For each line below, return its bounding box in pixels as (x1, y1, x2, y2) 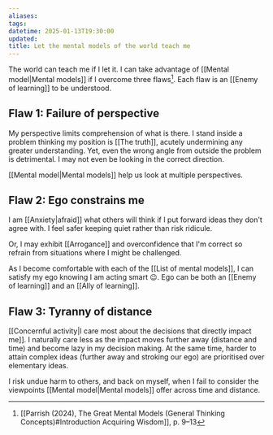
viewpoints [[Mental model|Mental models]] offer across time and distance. (8, 385, 261, 395)
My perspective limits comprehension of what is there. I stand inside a (8, 128, 243, 138)
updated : (8, 34, 38, 43)
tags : (8, 20, 27, 28)
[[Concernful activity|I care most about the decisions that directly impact (8, 326, 252, 336)
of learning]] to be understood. (8, 83, 112, 93)
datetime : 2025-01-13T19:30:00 (8, 27, 115, 35)
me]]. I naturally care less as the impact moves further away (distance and (8, 335, 258, 345)
